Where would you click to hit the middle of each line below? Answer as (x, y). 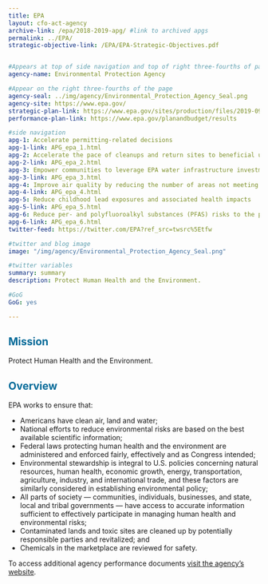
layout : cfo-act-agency (48, 23)
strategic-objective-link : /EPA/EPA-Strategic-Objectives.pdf (114, 46)
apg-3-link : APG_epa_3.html (55, 177)
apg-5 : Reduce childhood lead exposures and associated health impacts (130, 200)
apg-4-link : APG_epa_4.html (55, 193)
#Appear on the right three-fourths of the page (91, 89)
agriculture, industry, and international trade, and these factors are (129, 480)
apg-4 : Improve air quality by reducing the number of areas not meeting (134, 185)
